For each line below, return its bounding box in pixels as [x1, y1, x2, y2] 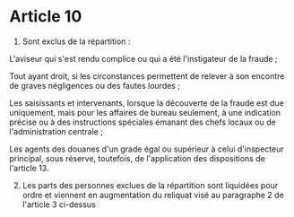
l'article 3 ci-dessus [22, 199, 96, 210]
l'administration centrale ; [9, 126, 103, 136]
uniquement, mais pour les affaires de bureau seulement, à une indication [9, 107, 281, 117]
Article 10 [9, 6, 82, 27]
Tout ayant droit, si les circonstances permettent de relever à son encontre [9, 70, 285, 82]
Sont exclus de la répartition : [22, 36, 131, 47]
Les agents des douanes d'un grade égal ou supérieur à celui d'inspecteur [9, 143, 284, 154]
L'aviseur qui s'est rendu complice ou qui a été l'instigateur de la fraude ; [9, 53, 278, 64]
